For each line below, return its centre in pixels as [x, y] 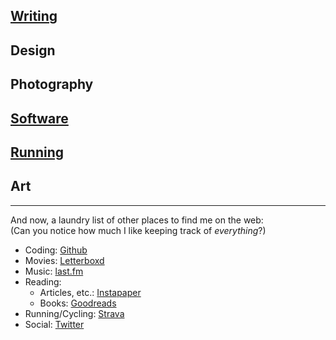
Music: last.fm [54, 271]
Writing [34, 16]
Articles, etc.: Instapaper [90, 292]
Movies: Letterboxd [64, 260]
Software [39, 118]
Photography [52, 84]
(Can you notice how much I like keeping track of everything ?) [138, 230]
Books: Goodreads [78, 303]
